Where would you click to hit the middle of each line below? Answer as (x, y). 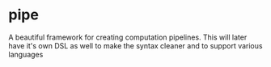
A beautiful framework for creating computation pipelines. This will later (128, 37)
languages (26, 54)
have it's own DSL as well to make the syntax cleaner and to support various (135, 45)
